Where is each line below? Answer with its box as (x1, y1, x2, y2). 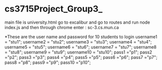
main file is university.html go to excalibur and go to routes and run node (4, 19, 150, 25)
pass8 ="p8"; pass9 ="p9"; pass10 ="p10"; (4, 59, 91, 65)
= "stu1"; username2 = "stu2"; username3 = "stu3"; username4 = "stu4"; (4, 39, 152, 44)
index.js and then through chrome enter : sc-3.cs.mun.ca (4, 24, 119, 30)
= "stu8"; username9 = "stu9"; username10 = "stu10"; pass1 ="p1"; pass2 (4, 49, 152, 55)
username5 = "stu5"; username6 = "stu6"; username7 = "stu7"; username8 (4, 44, 157, 50)
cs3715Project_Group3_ (4, 3, 103, 14)
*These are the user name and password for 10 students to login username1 (4, 34, 157, 40)
